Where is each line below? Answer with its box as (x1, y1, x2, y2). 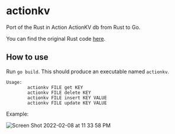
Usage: (6, 79, 22, 85)
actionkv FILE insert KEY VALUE (27, 94, 108, 101)
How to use (6, 52, 48, 63)
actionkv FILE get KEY (27, 84, 83, 90)
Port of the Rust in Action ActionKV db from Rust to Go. (6, 24, 141, 31)
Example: (6, 110, 29, 117)
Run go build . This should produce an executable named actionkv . (6, 68, 170, 75)
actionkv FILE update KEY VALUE (27, 100, 108, 106)
